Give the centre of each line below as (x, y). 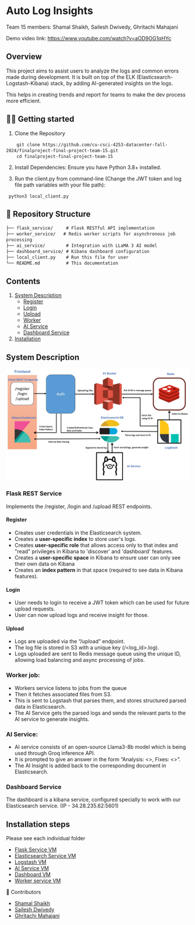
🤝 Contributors (24, 892)
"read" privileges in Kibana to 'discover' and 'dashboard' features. (94, 551)
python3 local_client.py (38, 196)
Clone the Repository (40, 133)
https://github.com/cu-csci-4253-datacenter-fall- (105, 144)
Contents (23, 281)
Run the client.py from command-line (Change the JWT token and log (98, 178)
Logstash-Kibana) (28, 83)
